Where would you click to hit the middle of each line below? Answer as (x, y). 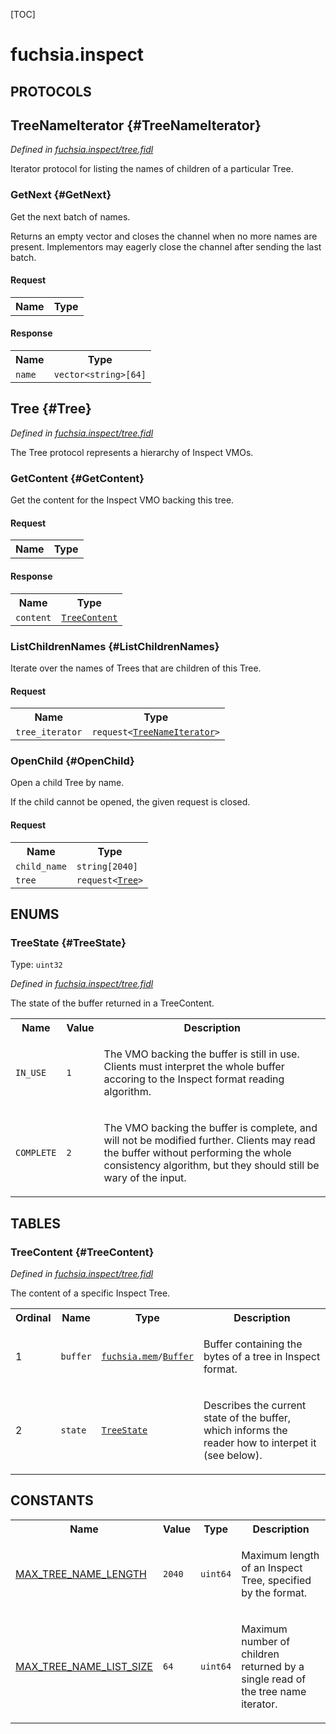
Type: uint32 (36, 965)
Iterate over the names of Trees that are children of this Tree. (136, 668)
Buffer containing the (253, 1344)
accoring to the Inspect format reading (194, 1079)
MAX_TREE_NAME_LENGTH (81, 1574)
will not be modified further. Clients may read (209, 1141)
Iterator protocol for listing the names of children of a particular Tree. (152, 169)
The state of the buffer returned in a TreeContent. (112, 1003)
